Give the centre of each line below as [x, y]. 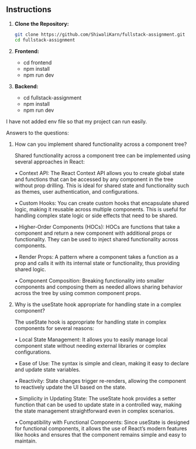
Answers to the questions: [37, 133]
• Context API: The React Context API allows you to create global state [99, 173]
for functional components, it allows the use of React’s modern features [101, 428]
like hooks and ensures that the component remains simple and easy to [100, 434]
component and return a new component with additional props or [93, 233]
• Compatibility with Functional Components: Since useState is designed [102, 422]
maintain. [25, 441]
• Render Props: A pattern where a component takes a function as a [96, 256]
